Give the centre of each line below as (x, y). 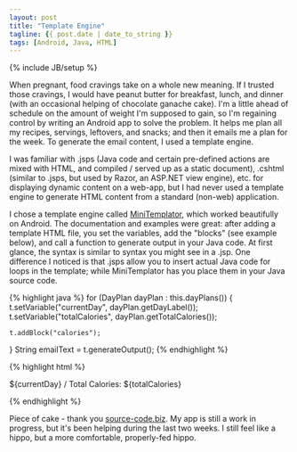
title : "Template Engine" (57, 26)
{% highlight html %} (48, 367)
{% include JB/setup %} (53, 68)
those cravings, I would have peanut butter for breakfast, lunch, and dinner (146, 95)
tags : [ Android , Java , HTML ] (63, 42)
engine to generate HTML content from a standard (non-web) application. (144, 197)
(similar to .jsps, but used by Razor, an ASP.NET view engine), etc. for (136, 178)
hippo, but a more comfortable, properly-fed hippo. (103, 438)
